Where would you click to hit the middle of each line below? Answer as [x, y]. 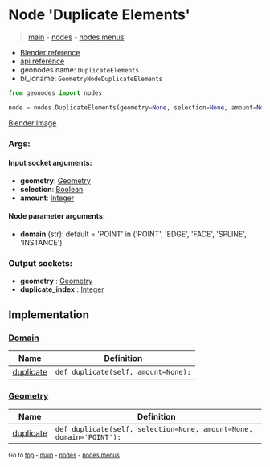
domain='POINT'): [88, 437]
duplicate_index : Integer [62, 289]
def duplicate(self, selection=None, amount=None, [154, 429]
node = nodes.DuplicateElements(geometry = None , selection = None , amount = [133, 107]
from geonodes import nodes [55, 93]
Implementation [49, 315]
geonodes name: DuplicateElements [79, 69]
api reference [42, 61]
